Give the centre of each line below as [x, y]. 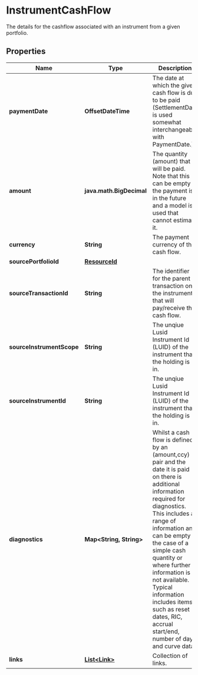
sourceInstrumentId [38, 400]
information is [171, 572]
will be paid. [169, 169]
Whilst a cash [171, 432]
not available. [171, 579]
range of [164, 521]
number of [167, 638]
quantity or [167, 558]
